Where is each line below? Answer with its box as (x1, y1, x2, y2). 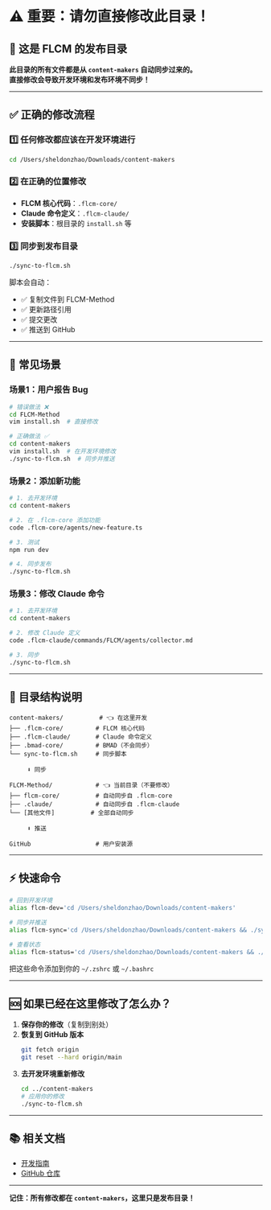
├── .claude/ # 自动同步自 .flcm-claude (9, 800, 180, 809)
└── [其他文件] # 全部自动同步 (9, 809, 134, 817)
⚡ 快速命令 (9, 870, 61, 885)
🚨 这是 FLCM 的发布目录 (9, 42, 128, 56)
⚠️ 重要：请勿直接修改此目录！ (9, 7, 211, 26)
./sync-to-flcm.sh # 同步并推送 (9, 455, 115, 463)
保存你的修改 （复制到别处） (20, 1019, 113, 1030)
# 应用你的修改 (20, 1093, 65, 1101)
